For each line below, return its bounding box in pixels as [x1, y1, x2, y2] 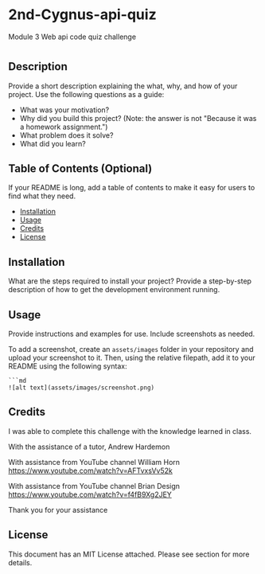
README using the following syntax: [8, 361, 127, 371]
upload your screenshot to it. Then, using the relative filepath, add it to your [8, 353, 256, 362]
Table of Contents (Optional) [8, 162, 153, 175]
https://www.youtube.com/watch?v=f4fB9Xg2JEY [8, 490, 173, 499]
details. [8, 557, 33, 567]
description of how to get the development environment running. [8, 285, 220, 295]
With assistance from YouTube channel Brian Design [8, 481, 181, 490]
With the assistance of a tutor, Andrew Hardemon [8, 442, 170, 451]
